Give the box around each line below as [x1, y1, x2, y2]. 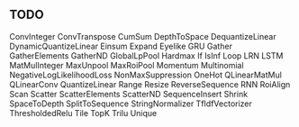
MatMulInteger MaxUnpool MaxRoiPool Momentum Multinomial [9, 59, 245, 70]
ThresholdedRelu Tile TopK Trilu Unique [9, 107, 158, 118]
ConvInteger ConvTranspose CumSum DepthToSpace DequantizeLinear [9, 31, 276, 41]
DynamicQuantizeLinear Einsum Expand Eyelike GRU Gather [9, 41, 232, 51]
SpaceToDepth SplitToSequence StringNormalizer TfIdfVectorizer [9, 98, 252, 109]
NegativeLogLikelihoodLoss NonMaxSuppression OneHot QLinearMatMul [9, 69, 282, 80]
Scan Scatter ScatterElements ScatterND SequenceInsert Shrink [9, 88, 249, 99]
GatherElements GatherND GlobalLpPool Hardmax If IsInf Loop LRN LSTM [9, 50, 284, 61]
